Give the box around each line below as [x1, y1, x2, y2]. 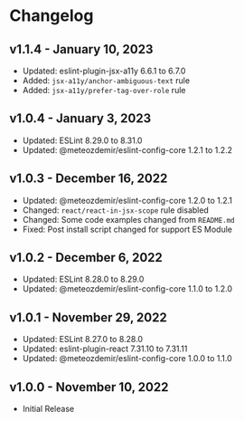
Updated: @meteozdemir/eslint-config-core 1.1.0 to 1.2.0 [22, 283, 233, 294]
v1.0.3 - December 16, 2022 [9, 171, 168, 187]
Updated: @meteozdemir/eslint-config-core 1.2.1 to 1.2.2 [22, 144, 233, 155]
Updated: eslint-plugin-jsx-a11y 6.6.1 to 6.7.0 [22, 65, 186, 76]
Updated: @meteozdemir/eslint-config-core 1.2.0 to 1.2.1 [22, 195, 233, 206]
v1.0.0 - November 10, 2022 [9, 379, 169, 395]
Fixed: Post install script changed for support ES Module [22, 224, 233, 234]
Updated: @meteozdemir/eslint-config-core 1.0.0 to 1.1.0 [22, 353, 232, 364]
